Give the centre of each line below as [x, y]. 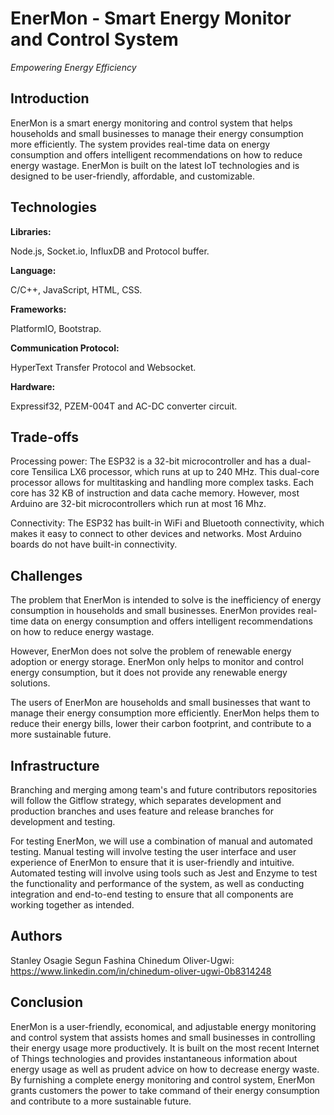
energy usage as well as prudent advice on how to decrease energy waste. [165, 1069]
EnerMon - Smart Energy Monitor [151, 18]
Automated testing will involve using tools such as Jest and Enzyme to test [164, 873]
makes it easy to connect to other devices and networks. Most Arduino [156, 534]
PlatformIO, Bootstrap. [56, 328]
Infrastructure [55, 765]
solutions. [30, 683]
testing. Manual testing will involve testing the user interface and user [153, 851]
